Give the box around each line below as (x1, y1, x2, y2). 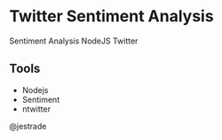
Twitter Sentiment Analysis (9, 6, 215, 27)
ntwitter (21, 104, 52, 114)
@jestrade (9, 121, 47, 131)
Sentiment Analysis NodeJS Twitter (9, 35, 139, 46)
